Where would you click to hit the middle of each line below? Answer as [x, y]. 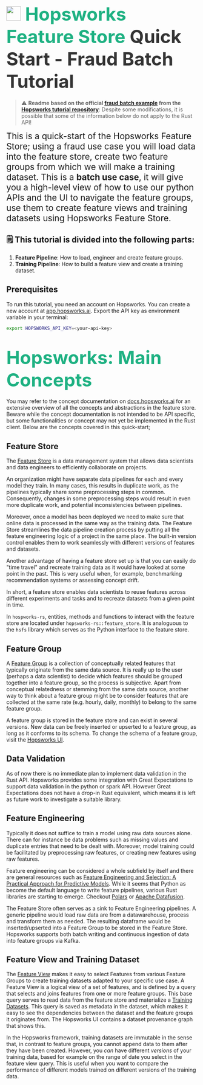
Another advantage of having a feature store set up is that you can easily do [101, 561]
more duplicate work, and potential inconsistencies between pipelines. [94, 505]
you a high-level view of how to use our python [100, 187]
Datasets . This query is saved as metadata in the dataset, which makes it [97, 1007]
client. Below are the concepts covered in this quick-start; [78, 427]
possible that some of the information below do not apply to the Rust [107, 115]
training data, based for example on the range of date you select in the [94, 1057]
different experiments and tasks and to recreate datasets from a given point [101, 599]
